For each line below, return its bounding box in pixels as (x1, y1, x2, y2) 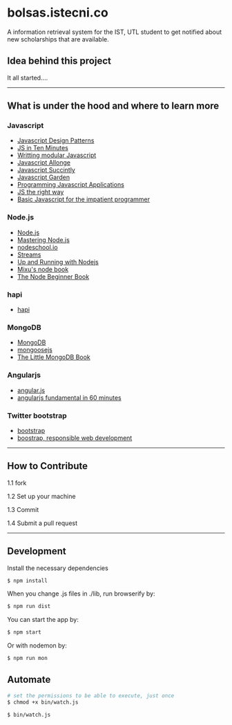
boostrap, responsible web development (17, 434, 133, 442)
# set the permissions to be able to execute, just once (7, 692, 175, 699)
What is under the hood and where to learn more (7, 100, 220, 112)
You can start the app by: (7, 616, 79, 624)
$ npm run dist (7, 603, 51, 610)
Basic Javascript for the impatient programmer (17, 195, 151, 203)
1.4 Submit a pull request (7, 519, 78, 527)
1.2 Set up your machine (7, 492, 76, 500)
